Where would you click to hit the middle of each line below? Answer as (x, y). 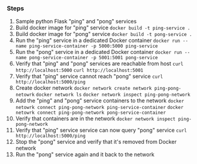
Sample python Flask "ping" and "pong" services (76, 22)
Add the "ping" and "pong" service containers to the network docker (100, 101)
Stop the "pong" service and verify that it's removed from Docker (96, 142)
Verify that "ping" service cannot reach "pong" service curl (89, 77)
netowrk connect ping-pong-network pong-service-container (91, 113)
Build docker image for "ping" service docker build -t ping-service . (103, 28)
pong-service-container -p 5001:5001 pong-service (93, 58)
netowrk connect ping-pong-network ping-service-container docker (99, 108)
